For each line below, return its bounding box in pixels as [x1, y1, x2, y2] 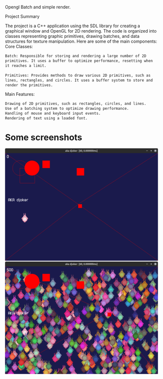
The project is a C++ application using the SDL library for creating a [5, 23, 140, 29]
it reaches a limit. [5, 63, 47, 68]
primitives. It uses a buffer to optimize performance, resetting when [5, 58, 153, 63]
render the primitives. [5, 83, 53, 87]
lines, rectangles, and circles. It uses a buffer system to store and [5, 78, 153, 83]
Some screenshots [5, 132, 82, 143]
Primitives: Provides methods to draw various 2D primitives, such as [5, 73, 151, 78]
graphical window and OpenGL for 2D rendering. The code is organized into [5, 28, 157, 34]
